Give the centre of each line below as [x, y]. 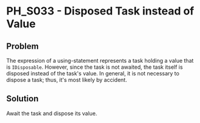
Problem [23, 46]
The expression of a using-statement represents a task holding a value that [100, 61]
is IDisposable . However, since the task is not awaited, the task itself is [95, 67]
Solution [22, 99]
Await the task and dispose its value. [52, 113]
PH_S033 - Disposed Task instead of [100, 11]
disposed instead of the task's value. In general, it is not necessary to [93, 73]
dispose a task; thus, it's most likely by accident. [67, 80]
